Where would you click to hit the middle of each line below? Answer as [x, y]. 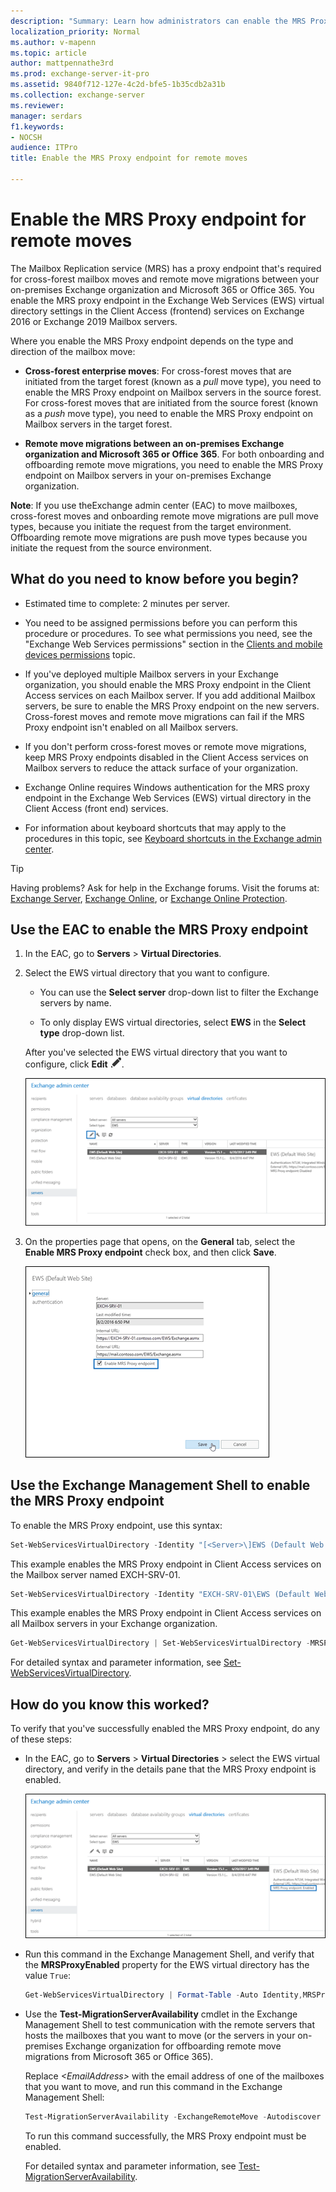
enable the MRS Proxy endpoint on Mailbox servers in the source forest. [173, 392]
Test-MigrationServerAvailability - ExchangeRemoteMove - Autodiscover [173, 2116]
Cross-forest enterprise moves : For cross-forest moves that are [158, 371]
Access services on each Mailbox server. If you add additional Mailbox [170, 695]
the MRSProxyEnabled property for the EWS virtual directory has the [167, 1965]
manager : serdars [46, 116]
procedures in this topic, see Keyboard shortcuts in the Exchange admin [173, 838]
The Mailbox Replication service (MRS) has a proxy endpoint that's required [166, 268]
